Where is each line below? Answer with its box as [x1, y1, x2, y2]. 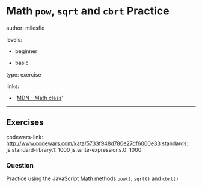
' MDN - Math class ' [14, 94, 64, 101]
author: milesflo [6, 24, 45, 31]
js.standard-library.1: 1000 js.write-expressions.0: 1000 [6, 146, 142, 153]
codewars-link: [6, 133, 44, 140]
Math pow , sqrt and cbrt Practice [6, 4, 170, 18]
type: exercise [6, 70, 41, 78]
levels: [6, 36, 22, 43]
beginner [14, 47, 38, 55]
